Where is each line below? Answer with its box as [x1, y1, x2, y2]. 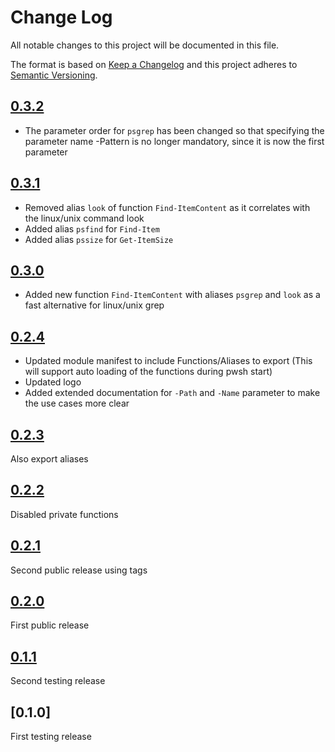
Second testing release [10, 675, 106, 687]
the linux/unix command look [24, 212, 145, 224]
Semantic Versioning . [10, 69, 98, 81]
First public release [10, 619, 90, 631]
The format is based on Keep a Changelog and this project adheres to [10, 58, 298, 70]
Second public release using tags [10, 564, 148, 576]
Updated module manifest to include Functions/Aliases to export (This [24, 355, 313, 367]
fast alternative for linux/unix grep [24, 299, 165, 311]
